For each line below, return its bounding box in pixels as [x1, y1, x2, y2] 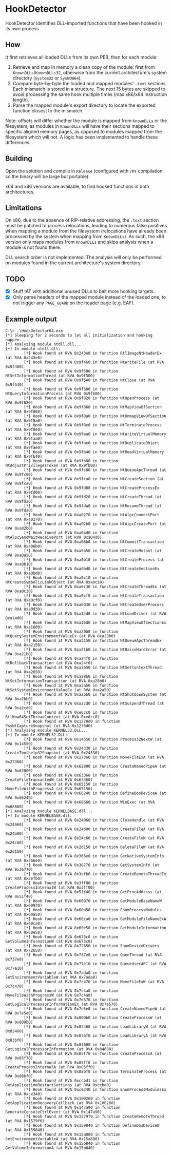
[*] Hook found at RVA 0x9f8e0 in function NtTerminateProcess [24, 423, 162, 428]
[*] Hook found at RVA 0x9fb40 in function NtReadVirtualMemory [24, 449, 164, 455]
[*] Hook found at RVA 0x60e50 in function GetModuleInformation [24, 926, 167, 931]
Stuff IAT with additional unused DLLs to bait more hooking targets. [12, 288, 155, 295]
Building [5, 154, 32, 163]
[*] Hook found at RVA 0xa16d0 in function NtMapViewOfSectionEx [24, 620, 167, 625]
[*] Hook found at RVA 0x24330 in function [24, 746, 118, 751]
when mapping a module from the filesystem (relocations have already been [5, 228, 167, 234]
